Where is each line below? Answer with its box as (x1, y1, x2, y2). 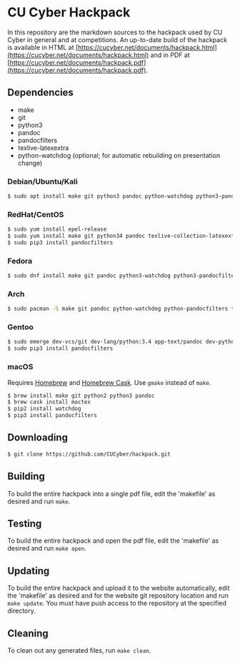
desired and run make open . (7, 544, 87, 553)
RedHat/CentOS (7, 209, 64, 219)
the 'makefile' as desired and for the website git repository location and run (7, 591, 229, 600)
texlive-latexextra (17, 144, 69, 152)
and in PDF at (150, 51, 191, 59)
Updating (7, 565, 50, 577)
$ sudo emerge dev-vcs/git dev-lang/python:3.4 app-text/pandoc (7, 338, 203, 346)
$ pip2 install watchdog (7, 405, 81, 413)
